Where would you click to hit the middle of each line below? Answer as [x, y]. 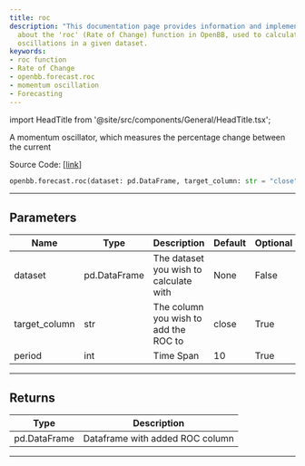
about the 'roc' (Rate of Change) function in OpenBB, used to [139, 34]
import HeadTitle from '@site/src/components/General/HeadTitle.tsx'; [140, 120]
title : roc [30, 18]
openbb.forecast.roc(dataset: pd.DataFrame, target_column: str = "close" [154, 181]
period [28, 356]
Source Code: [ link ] [46, 164]
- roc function [38, 60]
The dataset [178, 258]
